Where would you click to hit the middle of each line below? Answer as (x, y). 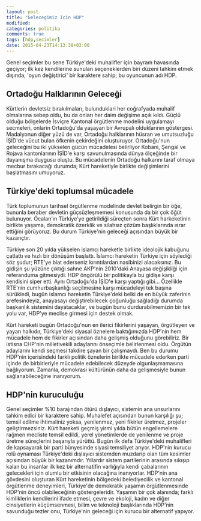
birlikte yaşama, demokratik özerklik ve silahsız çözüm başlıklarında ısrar (96, 225)
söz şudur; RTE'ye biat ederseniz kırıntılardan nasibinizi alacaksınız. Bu (94, 262)
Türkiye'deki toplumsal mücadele (70, 191)
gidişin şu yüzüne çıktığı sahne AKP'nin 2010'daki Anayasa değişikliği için (97, 269)
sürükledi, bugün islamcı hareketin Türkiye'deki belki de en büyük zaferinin (98, 294)
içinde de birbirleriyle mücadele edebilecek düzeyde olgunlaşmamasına (95, 363)
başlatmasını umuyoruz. (36, 172)
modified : (19, 23)
